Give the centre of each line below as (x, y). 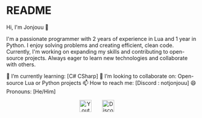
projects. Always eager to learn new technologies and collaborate (106, 58)
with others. (21, 64)
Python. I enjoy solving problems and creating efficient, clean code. (90, 45)
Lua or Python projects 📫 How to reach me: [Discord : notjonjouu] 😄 (111, 82)
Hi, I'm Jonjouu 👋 (28, 27)
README (29, 11)
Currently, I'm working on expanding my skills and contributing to (87, 51)
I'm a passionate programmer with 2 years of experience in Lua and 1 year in (101, 39)
